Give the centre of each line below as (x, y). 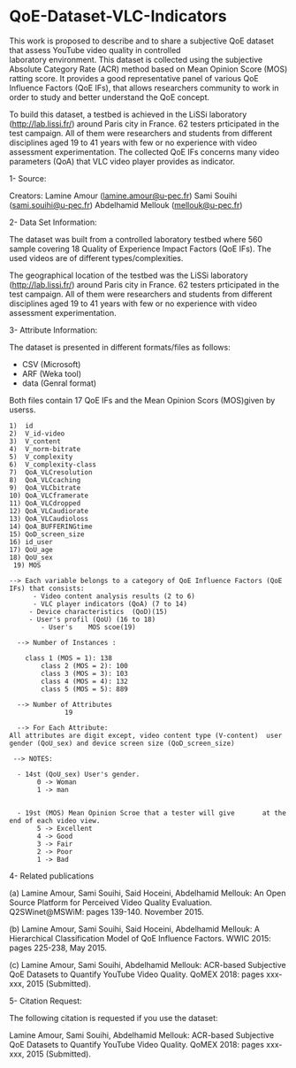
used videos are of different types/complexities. (96, 257)
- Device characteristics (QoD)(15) (98, 611)
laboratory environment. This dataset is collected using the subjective (136, 59)
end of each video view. (55, 820)
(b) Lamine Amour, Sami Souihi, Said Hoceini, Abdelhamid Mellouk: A (135, 929)
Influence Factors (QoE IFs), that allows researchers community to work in (144, 88)
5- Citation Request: (46, 1001)
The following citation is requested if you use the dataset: (114, 1018)
